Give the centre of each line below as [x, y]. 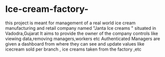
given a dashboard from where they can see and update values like [75, 44]
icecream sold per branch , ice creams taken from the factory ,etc [73, 49]
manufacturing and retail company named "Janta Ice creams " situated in [81, 28]
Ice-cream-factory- [47, 9]
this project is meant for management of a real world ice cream [70, 23]
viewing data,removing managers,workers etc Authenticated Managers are [83, 39]
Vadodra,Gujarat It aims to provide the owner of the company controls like [82, 33]
